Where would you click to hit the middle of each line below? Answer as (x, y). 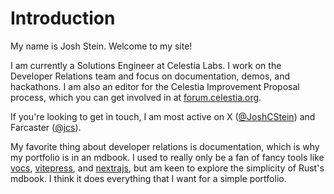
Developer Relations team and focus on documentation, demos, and (150, 76)
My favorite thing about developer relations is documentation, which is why (165, 146)
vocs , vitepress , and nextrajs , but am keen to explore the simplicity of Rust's (167, 168)
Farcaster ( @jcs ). (46, 127)
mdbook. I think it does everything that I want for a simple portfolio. (148, 178)
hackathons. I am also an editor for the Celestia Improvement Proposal (155, 86)
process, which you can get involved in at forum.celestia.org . (136, 97)
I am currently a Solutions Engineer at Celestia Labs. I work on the (146, 65)
